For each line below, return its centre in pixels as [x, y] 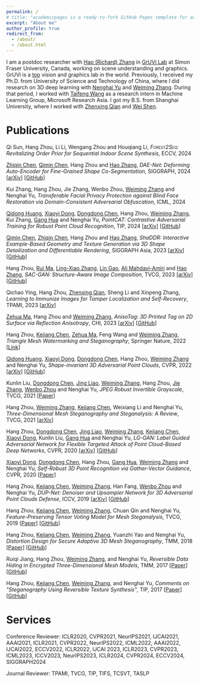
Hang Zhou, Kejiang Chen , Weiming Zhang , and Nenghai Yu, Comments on [98, 583]
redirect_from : [25, 34]
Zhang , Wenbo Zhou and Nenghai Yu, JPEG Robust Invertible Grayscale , [95, 389]
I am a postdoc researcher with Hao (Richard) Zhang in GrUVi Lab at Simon [98, 62]
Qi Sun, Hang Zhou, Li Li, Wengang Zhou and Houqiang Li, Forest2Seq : [93, 147]
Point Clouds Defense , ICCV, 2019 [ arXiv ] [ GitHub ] [68, 499]
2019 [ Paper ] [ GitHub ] [33, 523]
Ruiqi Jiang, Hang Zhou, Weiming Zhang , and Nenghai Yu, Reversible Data [97, 559]
